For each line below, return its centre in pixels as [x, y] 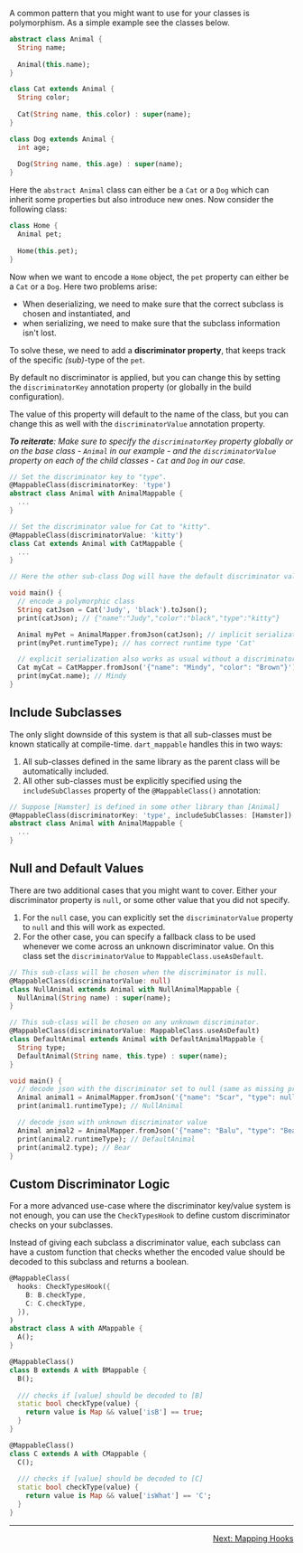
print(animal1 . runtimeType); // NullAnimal [100, 1106]
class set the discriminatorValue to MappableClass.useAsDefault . [143, 955]
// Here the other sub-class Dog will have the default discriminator [145, 577]
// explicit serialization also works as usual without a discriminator [157, 659]
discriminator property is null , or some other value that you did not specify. [150, 899]
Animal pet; [40, 234]
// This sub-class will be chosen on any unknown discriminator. [134, 1022]
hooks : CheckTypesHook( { [64, 1287]
